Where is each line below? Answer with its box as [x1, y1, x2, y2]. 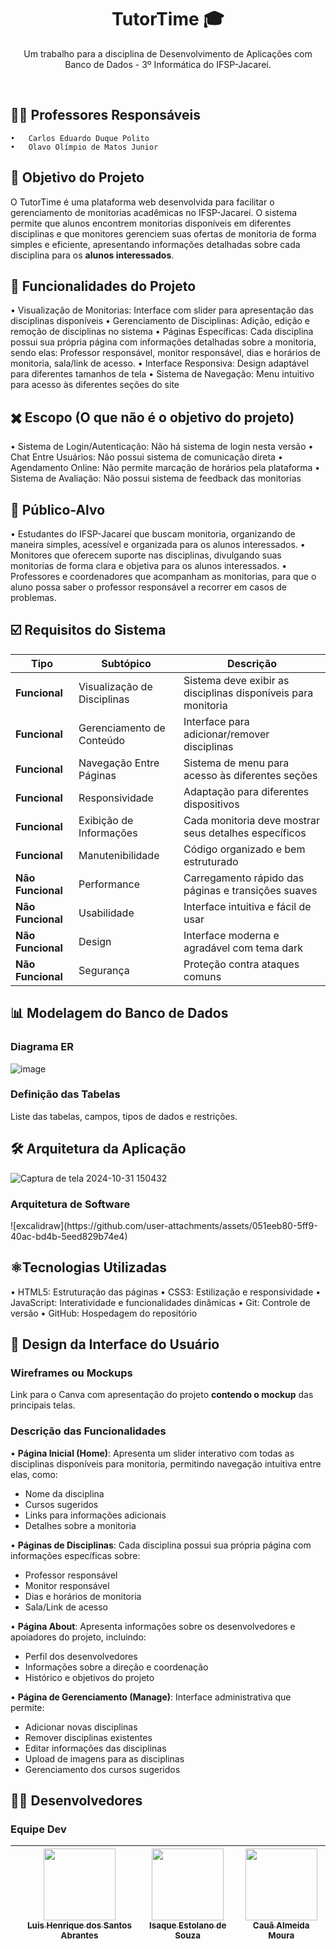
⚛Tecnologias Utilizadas [10, 1259, 168, 1276]
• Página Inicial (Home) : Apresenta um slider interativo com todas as [10, 1447, 295, 1459]
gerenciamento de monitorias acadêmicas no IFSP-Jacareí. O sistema [10, 206, 298, 218]
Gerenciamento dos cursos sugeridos [24, 1763, 181, 1775]
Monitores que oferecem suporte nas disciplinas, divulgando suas [10, 549, 282, 561]
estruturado [183, 854, 239, 868]
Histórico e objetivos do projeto [24, 1671, 155, 1683]
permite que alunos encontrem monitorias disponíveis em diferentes [10, 217, 292, 229]
